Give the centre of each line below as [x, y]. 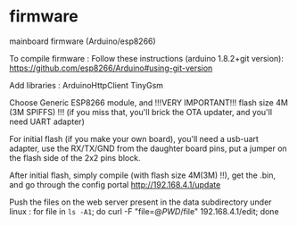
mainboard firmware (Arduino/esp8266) [82, 41]
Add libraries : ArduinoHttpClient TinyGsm [86, 85]
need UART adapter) [47, 121]
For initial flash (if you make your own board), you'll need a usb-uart [134, 138]
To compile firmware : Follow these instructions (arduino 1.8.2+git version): [146, 58]
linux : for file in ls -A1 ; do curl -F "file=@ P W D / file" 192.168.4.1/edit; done [144, 211]
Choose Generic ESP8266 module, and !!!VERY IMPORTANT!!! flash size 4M [148, 102]
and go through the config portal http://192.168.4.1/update [115, 184]
